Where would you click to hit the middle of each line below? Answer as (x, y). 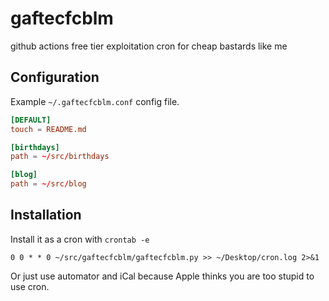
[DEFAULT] (31, 120)
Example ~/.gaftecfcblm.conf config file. (95, 101)
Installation (46, 215)
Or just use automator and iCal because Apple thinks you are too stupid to (162, 276)
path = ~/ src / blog (48, 184)
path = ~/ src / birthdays (60, 157)
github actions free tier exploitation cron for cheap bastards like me (149, 46)
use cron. (30, 286)
